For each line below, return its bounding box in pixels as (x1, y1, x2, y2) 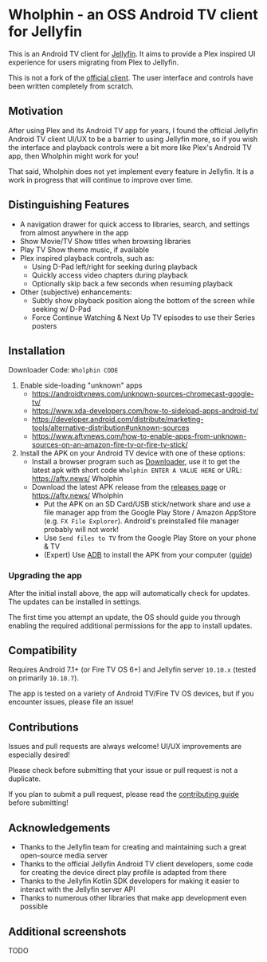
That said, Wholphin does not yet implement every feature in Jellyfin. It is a (8, 166, 254, 176)
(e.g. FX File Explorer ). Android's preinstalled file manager (43, 516, 240, 526)
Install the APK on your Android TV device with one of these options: (19, 448, 245, 458)
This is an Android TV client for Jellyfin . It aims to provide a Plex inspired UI (8, 49, 256, 58)
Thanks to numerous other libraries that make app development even (19, 893, 247, 903)
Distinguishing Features (8, 198, 130, 212)
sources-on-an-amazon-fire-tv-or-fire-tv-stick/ (31, 440, 189, 450)
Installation (8, 344, 65, 357)
